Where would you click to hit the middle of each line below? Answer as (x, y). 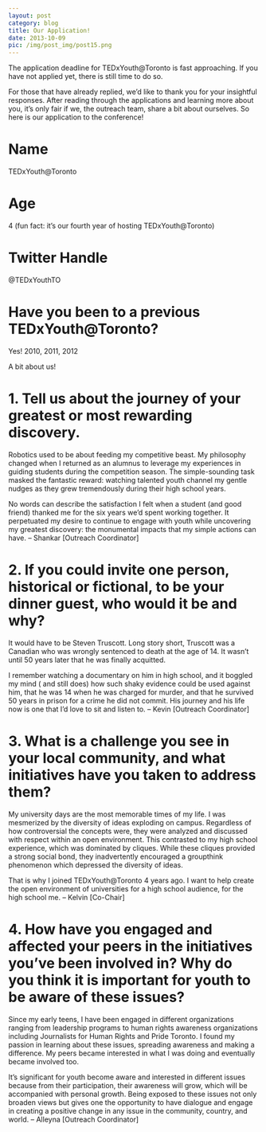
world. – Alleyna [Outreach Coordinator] (74, 1119)
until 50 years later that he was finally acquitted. (87, 660)
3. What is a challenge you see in (119, 741)
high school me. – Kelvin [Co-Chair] (66, 897)
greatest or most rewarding (100, 416)
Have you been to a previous (104, 312)
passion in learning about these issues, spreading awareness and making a (131, 1044)
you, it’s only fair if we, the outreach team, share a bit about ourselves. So (129, 109)
